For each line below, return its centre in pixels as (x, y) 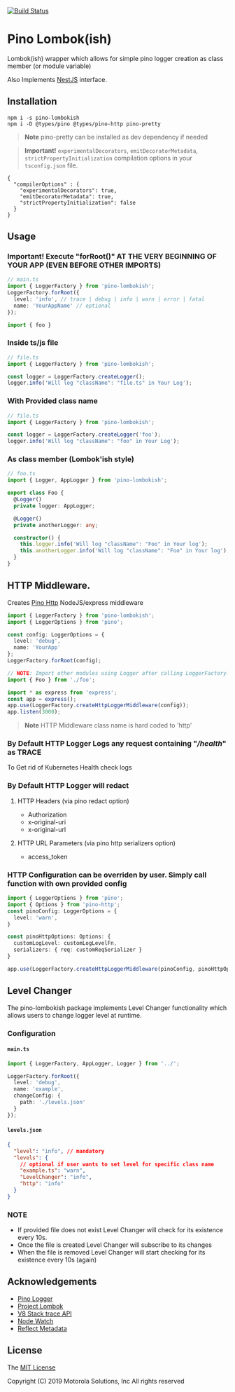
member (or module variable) (49, 66)
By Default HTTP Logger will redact (68, 786)
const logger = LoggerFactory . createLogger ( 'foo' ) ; (84, 435)
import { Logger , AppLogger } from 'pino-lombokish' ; (87, 480)
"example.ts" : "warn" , (53, 1171)
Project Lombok (40, 1306)
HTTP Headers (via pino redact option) (73, 801)
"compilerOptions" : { (47, 184)
